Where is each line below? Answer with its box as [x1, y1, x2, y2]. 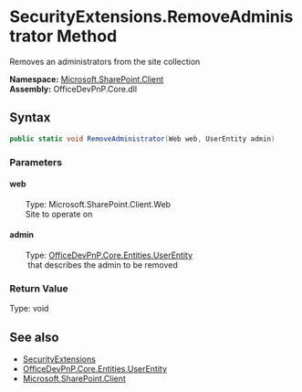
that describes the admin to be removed [26, 259, 178, 270]
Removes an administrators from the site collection [9, 56, 201, 67]
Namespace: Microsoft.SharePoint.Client [9, 73, 164, 84]
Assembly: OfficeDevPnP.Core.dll [9, 83, 138, 94]
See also [9, 329, 59, 344]
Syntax [9, 110, 51, 125]
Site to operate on [26, 208, 93, 219]
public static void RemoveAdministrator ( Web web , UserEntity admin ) [9, 134, 276, 143]
